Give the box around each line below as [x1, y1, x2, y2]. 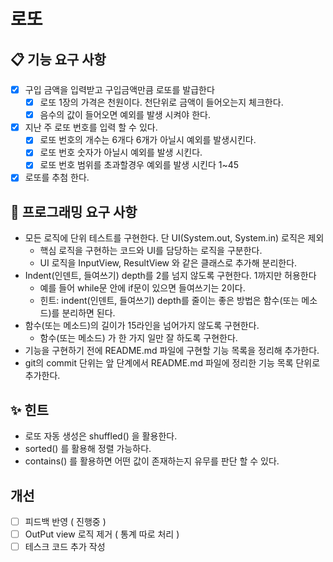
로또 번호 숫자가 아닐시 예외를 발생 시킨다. [39, 146, 203, 159]
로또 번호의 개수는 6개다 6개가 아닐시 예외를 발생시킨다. [39, 134, 257, 146]
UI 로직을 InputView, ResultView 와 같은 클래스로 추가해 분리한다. [39, 257, 298, 269]
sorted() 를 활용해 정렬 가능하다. [24, 443, 152, 455]
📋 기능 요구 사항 [10, 51, 107, 68]
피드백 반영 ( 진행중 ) [24, 515, 107, 527]
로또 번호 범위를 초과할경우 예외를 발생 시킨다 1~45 [39, 159, 240, 171]
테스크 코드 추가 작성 [24, 541, 106, 553]
